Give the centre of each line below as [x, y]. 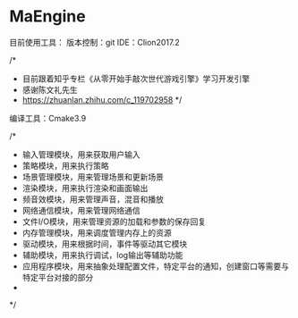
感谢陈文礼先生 [50, 89]
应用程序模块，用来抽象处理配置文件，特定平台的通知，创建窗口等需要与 [155, 266]
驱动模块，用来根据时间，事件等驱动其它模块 [105, 244]
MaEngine [48, 17]
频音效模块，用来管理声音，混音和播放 [93, 199]
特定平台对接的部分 [58, 277]
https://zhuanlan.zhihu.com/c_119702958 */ [102, 99]
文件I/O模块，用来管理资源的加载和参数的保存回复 [114, 222]
